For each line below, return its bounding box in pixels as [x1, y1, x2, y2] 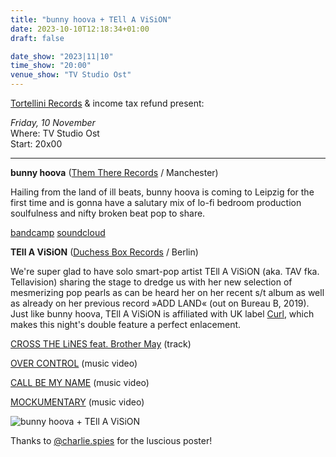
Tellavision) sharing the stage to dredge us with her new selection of [10, 276, 293, 288]
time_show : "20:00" [10, 61, 92, 71]
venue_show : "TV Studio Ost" [10, 70, 132, 80]
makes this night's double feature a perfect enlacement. [10, 319, 242, 330]
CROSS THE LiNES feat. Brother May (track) [10, 338, 192, 350]
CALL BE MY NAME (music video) [10, 377, 150, 388]
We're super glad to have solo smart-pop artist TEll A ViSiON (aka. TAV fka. [10, 266, 320, 277]
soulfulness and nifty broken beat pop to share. [10, 207, 206, 219]
